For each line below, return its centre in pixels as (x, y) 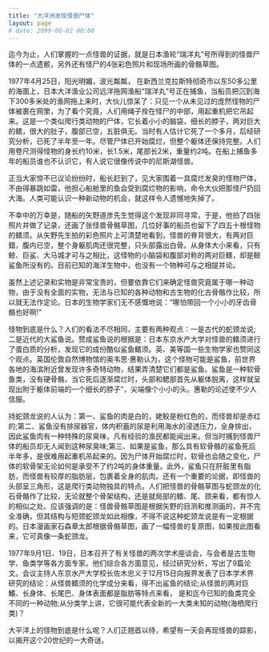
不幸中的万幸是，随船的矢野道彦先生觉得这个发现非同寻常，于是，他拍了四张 (134, 215)
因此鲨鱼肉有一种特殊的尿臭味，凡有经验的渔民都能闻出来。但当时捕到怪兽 (131, 436)
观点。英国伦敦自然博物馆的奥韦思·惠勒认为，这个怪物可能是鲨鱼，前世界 (135, 359)
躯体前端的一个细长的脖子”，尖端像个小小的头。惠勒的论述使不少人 (147, 390)
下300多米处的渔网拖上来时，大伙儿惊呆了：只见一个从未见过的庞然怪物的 (131, 102)
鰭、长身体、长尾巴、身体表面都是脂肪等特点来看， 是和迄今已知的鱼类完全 (132, 594)
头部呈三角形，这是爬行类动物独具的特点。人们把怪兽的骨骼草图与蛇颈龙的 (131, 486)
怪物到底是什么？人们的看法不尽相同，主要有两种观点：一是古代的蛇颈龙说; (132, 330)
